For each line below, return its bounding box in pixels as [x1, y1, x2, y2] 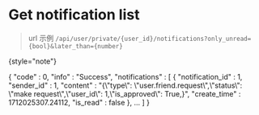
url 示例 [28, 33, 54, 43]
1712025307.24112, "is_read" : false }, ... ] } [8, 97, 150, 107]
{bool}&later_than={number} [28, 42, 123, 50]
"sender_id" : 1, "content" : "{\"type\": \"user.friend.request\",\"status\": [8, 80, 243, 90]
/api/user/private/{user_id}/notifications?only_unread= [55, 35, 252, 43]
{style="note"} [8, 56, 57, 66]
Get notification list [8, 6, 140, 24]
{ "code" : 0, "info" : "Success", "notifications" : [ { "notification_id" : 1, [8, 72, 243, 81]
